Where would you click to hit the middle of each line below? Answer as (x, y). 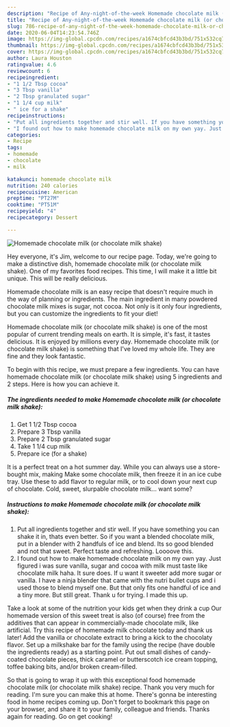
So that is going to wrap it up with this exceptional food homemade (101, 680)
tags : (15, 148)
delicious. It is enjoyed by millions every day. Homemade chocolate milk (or (113, 342)
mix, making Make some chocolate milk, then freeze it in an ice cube (125, 474)
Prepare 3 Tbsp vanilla (49, 432)
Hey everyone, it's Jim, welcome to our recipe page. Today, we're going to (112, 256)
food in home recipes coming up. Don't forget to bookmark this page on (108, 702)
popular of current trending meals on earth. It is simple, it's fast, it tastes (109, 334)
